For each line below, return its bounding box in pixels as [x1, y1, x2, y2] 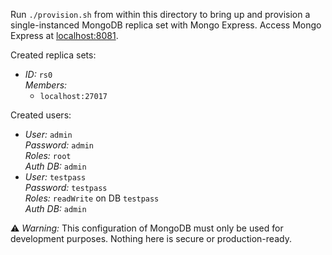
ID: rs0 [24, 69, 53, 80]
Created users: [10, 109, 72, 121]
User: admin [24, 129, 73, 140]
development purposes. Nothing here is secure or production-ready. [10, 233, 292, 244]
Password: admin [24, 139, 95, 151]
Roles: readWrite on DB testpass [24, 192, 160, 204]
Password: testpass [24, 182, 108, 193]
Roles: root [24, 150, 72, 161]
